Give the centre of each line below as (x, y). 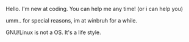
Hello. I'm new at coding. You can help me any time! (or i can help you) (94, 9)
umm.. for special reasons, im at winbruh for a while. (72, 20)
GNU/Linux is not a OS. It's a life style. (53, 32)
